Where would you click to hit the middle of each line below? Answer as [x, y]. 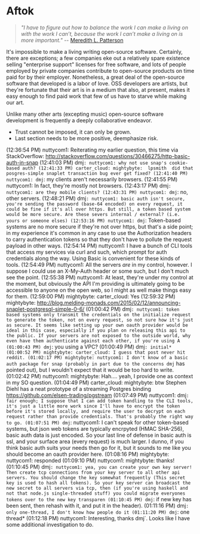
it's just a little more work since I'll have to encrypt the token [93, 406]
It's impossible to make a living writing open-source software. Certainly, [95, 51]
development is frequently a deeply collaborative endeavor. [79, 120]
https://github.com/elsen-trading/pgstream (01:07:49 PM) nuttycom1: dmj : [98, 395]
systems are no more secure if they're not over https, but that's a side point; [100, 226]
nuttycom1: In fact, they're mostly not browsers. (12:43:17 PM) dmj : [89, 186]
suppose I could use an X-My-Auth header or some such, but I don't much [98, 271]
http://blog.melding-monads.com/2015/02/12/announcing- [109, 303]
